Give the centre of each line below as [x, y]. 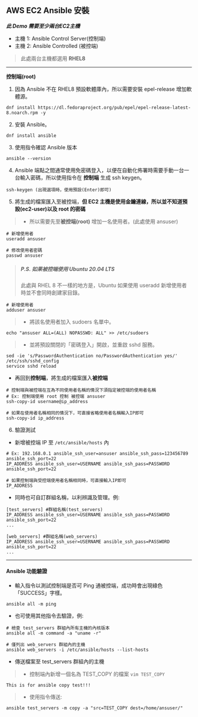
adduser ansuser [26, 310]
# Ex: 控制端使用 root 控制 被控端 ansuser [56, 396]
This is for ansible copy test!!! [49, 685]
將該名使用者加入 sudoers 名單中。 [72, 322]
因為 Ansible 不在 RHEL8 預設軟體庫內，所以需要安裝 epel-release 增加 [100, 89]
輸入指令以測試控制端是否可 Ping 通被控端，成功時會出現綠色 [89, 585]
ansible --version [29, 158]
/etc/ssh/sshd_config [33, 361]
